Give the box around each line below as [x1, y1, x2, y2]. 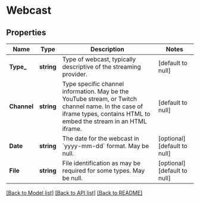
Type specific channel [62, 80, 124, 88]
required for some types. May [62, 167, 145, 175]
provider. [62, 70, 87, 78]
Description [90, 45, 124, 53]
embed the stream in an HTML [62, 117, 147, 126]
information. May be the [62, 87, 129, 96]
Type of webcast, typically [62, 55, 136, 63]
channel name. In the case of [62, 102, 143, 111]
